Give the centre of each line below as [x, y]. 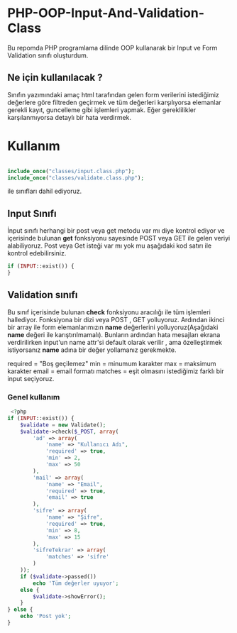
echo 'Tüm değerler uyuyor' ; [76, 583]
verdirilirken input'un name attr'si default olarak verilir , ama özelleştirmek [115, 342]
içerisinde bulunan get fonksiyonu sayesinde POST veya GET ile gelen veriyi [119, 238]
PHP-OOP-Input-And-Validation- [106, 13]
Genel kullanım [34, 397]
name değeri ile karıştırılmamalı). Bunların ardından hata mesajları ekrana [114, 334]
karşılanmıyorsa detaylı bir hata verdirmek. [70, 117]
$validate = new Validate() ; [63, 425]
